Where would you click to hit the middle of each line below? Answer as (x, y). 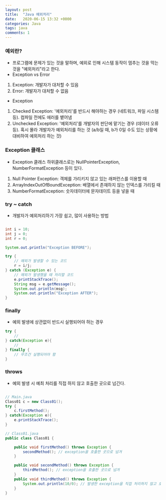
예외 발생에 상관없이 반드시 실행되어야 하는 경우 (58, 322)
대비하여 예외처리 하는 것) (37, 136)
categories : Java (23, 24)
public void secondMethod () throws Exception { (64, 465)
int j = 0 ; (16, 234)
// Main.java (19, 397)
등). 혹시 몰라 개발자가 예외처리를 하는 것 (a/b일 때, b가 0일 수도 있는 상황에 (85, 130)
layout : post (19, 10)
